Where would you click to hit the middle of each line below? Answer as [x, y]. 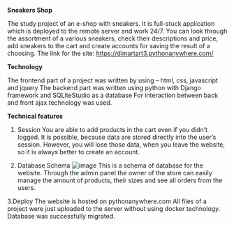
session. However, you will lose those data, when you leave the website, [121, 145]
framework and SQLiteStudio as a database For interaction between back [113, 95]
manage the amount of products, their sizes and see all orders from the [120, 180]
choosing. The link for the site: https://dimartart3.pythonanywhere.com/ [111, 53]
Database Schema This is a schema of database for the [110, 166]
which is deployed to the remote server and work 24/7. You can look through [117, 31]
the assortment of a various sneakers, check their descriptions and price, [113, 38]
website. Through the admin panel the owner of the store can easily [115, 173]
